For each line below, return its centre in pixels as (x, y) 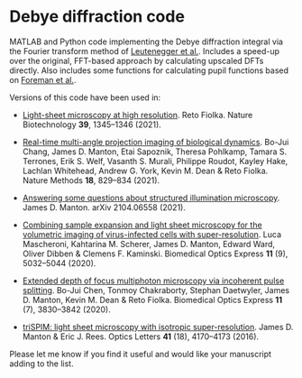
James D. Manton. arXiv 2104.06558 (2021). (104, 207)
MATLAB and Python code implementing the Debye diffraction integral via (146, 41)
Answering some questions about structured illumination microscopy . (151, 198)
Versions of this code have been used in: (85, 97)
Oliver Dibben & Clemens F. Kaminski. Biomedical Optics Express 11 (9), (155, 254)
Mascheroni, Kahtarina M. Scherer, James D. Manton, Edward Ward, (149, 244)
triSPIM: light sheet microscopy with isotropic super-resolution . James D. (158, 327)
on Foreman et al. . (43, 79)
